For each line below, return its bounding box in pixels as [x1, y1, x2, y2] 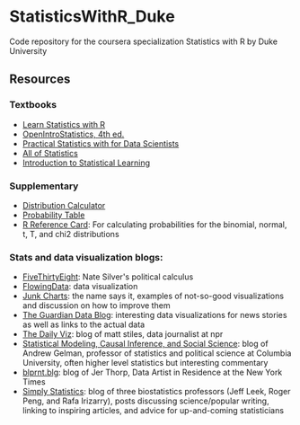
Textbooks [9, 99, 57, 111]
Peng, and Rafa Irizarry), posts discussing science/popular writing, [22, 395, 269, 406]
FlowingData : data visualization [22, 281, 138, 292]
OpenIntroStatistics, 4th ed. [22, 128, 125, 139]
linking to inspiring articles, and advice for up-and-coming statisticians [22, 405, 285, 416]
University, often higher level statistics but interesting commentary [22, 358, 269, 368]
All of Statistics [22, 147, 78, 158]
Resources [9, 72, 71, 87]
